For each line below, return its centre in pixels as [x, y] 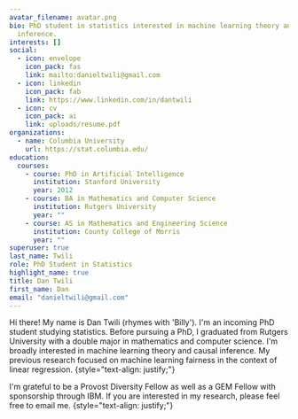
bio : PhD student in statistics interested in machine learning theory [144, 26]
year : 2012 [53, 190]
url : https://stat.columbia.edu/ [87, 149]
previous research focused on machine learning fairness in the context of [143, 361]
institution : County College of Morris [106, 231]
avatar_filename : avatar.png [63, 17]
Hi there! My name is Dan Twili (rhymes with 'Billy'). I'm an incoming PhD [142, 322]
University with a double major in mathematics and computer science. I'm [144, 341]
